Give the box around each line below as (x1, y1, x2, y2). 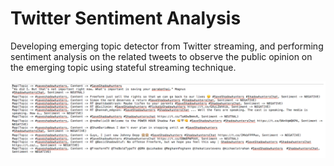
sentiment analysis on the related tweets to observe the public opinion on (10, 50, 313, 62)
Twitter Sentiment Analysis (10, 7, 242, 30)
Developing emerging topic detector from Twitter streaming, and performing (10, 40, 324, 52)
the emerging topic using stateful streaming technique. (10, 61, 237, 73)
